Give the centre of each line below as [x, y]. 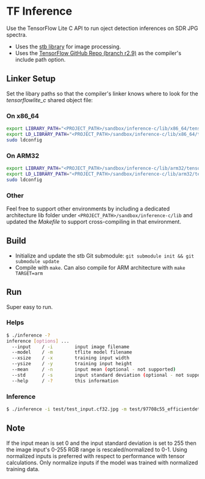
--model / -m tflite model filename [72, 352]
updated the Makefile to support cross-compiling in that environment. [94, 221]
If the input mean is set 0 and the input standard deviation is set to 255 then [101, 443]
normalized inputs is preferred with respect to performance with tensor [95, 456]
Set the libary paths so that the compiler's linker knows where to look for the [102, 94]
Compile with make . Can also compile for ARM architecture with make [100, 267]
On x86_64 [23, 116]
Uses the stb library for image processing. [68, 46]
